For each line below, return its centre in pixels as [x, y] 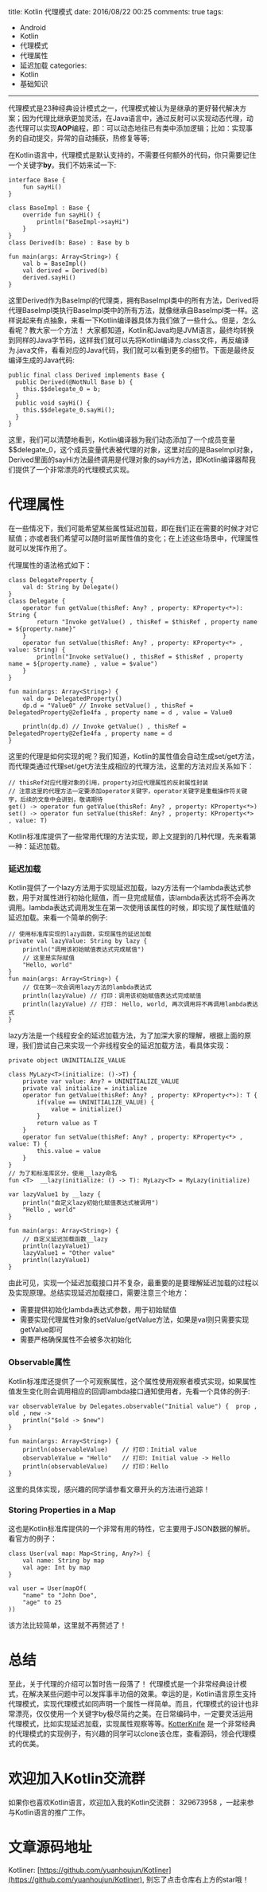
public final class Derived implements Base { [87, 375]
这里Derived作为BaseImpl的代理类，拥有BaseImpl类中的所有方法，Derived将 [133, 300]
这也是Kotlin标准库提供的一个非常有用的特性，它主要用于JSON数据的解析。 [132, 1528]
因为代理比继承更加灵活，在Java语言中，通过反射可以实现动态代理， [134, 118]
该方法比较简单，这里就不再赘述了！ [68, 1625]
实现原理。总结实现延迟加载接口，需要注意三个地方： [102, 1293]
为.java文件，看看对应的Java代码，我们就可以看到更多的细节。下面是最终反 [132, 350]
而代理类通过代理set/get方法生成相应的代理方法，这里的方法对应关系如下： [131, 766]
